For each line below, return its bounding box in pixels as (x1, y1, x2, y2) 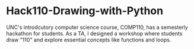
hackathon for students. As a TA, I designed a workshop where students (6, 30, 183, 37)
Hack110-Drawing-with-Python (6, 4, 164, 18)
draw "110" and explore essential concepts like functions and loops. (6, 36, 171, 43)
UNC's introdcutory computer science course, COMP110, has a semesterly (6, 24, 188, 31)
